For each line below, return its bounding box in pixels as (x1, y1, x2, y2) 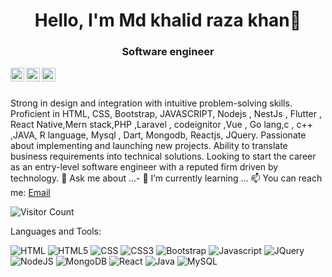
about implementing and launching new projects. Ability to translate (10, 140, 288, 152)
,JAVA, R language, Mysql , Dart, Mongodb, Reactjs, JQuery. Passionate (10, 129, 307, 141)
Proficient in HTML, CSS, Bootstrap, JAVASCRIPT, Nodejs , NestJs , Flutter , (10, 108, 322, 120)
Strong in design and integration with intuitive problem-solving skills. (10, 97, 293, 109)
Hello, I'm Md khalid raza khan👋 (34, 9, 302, 32)
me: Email (10, 187, 51, 199)
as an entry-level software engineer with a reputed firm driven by (10, 161, 279, 173)
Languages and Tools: (10, 225, 102, 238)
